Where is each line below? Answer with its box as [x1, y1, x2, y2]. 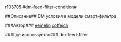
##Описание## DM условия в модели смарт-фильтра [5, 13, 117, 19]
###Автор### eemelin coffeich [5, 22, 69, 28]
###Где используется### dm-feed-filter [5, 32, 88, 37]
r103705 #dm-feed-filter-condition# [5, 4, 77, 10]
